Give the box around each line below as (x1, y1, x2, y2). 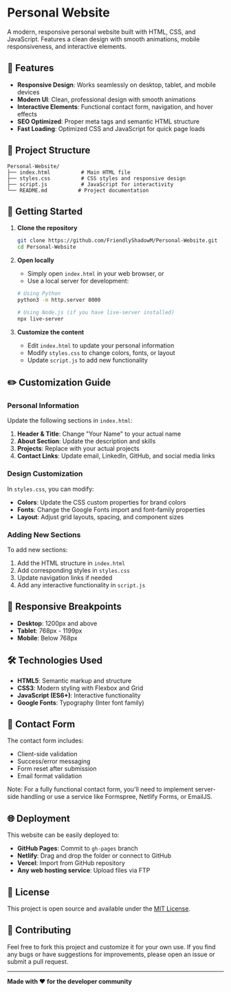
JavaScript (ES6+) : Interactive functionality (16, 691, 141, 699)
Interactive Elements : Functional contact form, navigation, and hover (16, 102, 213, 111)
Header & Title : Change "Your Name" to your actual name (16, 429, 181, 438)
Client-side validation (16, 750, 78, 758)
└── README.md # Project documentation (7, 187, 149, 194)
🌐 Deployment (7, 812, 70, 824)
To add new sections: (7, 545, 68, 554)
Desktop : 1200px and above (16, 619, 98, 627)
